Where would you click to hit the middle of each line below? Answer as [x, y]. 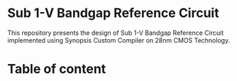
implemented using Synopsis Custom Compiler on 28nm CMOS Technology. [119, 40]
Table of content [57, 69]
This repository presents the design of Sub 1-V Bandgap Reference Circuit [116, 33]
